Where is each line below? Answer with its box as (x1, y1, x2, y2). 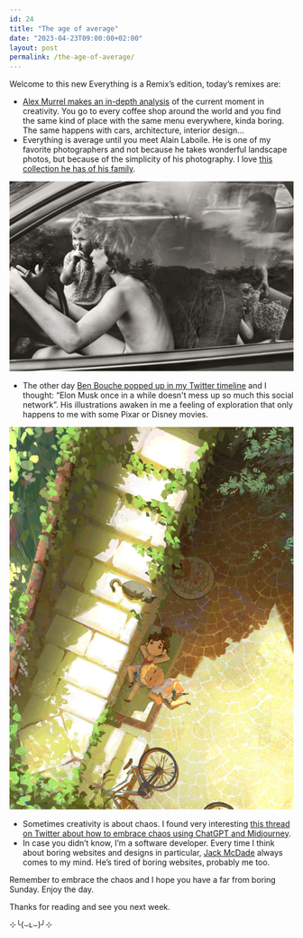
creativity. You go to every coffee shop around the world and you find (22, 106, 281, 117)
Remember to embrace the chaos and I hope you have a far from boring (9, 874, 277, 885)
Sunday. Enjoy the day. (9, 884, 95, 895)
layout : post (9, 43, 59, 52)
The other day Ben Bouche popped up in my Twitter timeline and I (22, 380, 268, 391)
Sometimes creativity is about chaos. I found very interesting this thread (22, 818, 290, 829)
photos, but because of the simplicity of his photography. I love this (22, 154, 273, 164)
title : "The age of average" (9, 23, 119, 33)
